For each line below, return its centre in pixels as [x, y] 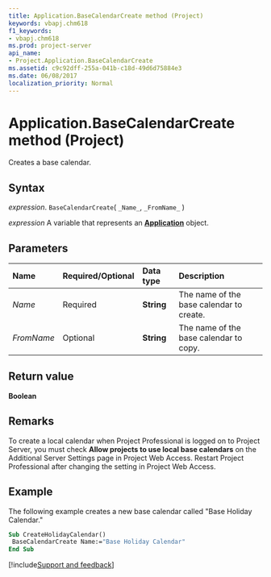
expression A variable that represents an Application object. [109, 223]
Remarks [31, 421]
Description [202, 276]
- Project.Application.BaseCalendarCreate [81, 61]
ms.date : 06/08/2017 [43, 76]
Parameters [38, 248]
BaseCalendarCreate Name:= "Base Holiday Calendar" [98, 542]
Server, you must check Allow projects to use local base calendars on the [132, 449]
